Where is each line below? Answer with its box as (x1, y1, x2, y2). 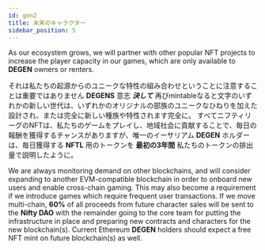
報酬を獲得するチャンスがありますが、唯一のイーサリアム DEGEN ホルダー (8, 131, 251, 140)
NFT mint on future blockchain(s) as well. (8, 233, 142, 243)
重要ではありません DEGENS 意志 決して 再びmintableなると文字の (21, 91, 239, 100)
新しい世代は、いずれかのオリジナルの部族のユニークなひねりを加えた (28, 100, 258, 111)
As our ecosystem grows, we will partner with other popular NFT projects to (8, 48, 256, 58)
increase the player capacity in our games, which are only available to (8, 56, 236, 66)
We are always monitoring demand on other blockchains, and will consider (8, 166, 251, 176)
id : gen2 (8, 11, 37, 20)
